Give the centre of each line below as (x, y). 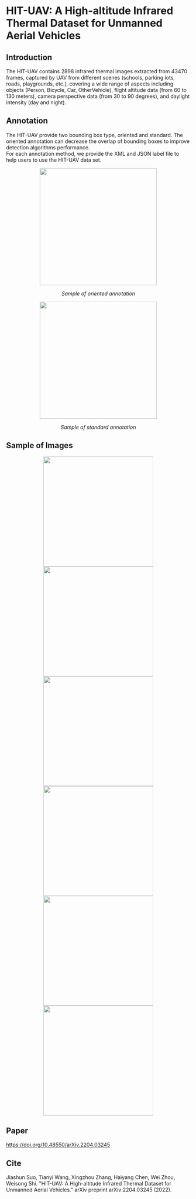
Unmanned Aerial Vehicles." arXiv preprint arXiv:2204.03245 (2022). (89, 1190)
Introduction (29, 57)
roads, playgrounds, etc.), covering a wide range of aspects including (90, 84)
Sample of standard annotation (98, 427)
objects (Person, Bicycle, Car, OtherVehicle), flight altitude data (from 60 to (97, 90)
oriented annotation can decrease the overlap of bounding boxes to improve (98, 141)
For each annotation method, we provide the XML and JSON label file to (93, 153)
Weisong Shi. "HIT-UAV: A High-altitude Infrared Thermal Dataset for (89, 1184)
